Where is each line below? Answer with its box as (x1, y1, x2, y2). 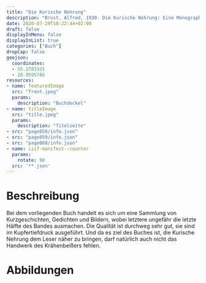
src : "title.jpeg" (12, 111, 59, 118)
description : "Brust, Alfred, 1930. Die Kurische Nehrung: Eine (6, 15, 174, 21)
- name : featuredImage (6, 83, 64, 89)
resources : (6, 77, 34, 83)
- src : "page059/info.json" (6, 134, 78, 141)
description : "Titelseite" (17, 123, 86, 129)
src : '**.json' (12, 163, 51, 169)
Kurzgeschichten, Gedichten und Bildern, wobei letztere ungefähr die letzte (6, 216, 197, 224)
